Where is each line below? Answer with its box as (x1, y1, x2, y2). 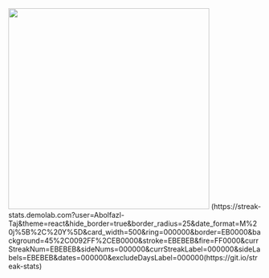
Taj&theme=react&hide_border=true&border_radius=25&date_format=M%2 (8, 219, 258, 228)
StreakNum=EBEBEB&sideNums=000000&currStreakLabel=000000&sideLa (8, 244, 261, 254)
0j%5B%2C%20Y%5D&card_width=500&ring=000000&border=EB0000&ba (8, 227, 261, 236)
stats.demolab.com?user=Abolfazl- (8, 211, 124, 219)
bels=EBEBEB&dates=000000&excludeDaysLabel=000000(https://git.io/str (8, 253, 259, 262)
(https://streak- (210, 202, 262, 211)
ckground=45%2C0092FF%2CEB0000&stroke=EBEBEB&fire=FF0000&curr (8, 236, 259, 245)
